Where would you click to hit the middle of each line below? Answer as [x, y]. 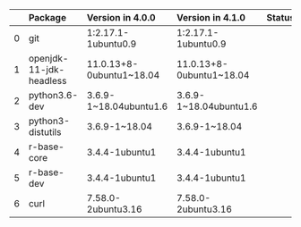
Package [47, 17]
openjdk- [48, 59]
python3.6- [53, 95]
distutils [45, 132]
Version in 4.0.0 [121, 17]
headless [47, 81]
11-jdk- [47, 69]
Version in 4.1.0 [211, 17]
